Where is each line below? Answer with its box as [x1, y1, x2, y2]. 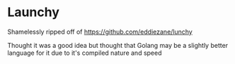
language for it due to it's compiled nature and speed [7, 49, 162, 57]
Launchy [7, 4, 60, 20]
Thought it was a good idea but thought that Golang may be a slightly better [7, 41, 229, 49]
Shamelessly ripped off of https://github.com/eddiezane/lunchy [7, 27, 193, 36]
